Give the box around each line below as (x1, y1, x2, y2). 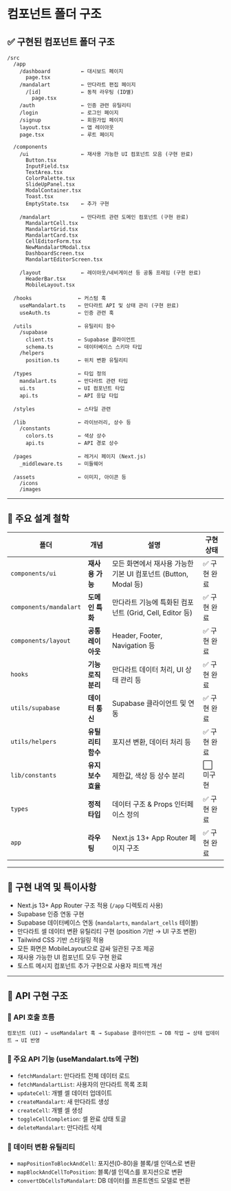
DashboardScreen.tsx (25, 250, 85, 257)
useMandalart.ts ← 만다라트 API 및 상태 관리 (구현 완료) (19, 302, 179, 309)
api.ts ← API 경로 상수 (25, 440, 119, 446)
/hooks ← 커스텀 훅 (13, 295, 107, 302)
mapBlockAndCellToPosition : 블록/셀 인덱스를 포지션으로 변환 (16, 1168, 183, 1176)
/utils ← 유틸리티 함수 (13, 323, 115, 330)
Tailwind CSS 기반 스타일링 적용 (16, 936, 104, 944)
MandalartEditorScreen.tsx (25, 256, 103, 263)
